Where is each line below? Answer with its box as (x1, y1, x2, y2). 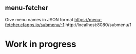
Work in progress (5, 39, 77, 50)
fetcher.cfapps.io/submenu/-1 (5, 22, 65, 27)
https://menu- (74, 16, 102, 22)
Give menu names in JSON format (5, 16, 74, 22)
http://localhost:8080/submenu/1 (65, 22, 132, 27)
